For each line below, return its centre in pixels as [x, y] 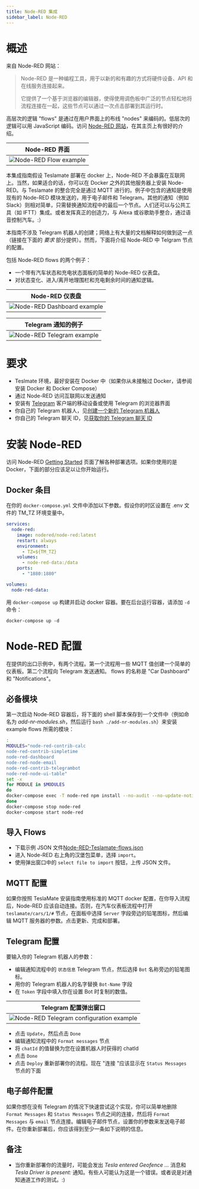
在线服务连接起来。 [44, 86]
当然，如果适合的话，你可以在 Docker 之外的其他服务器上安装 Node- [100, 183]
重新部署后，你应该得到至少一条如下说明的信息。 [86, 1128]
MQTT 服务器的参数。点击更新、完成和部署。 [68, 921]
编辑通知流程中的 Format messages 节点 [62, 1041]
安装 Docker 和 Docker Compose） [57, 388]
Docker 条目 [29, 490]
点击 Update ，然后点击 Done [48, 1033]
